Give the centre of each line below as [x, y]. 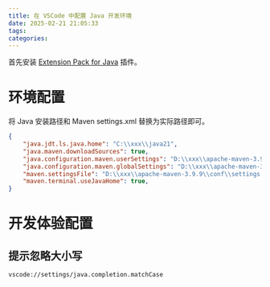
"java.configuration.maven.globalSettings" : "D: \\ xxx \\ [119, 166]
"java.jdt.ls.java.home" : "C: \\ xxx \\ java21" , [100, 144]
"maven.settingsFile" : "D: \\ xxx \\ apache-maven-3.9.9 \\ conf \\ [127, 174]
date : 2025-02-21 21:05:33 [53, 23]
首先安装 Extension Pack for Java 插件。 [75, 62]
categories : [28, 38]
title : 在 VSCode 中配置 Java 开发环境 [70, 16]
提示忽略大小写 [45, 255]
